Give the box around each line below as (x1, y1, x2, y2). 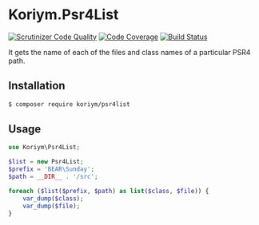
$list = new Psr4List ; (8, 158, 84, 166)
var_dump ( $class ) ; (22, 194, 84, 203)
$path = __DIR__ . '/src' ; (8, 173, 98, 181)
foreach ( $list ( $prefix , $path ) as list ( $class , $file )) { (8, 187, 209, 195)
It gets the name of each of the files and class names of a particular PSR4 (8, 47, 251, 57)
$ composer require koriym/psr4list (8, 100, 130, 109)
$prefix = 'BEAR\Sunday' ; (8, 165, 94, 173)
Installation (8, 79, 66, 93)
